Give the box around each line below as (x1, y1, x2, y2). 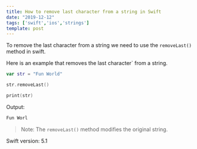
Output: (6, 103, 25, 110)
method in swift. (6, 48, 46, 55)
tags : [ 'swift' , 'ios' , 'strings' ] (6, 20, 90, 26)
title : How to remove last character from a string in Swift (6, 8, 162, 15)
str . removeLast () (6, 82, 50, 88)
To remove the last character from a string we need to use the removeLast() (6, 42, 192, 49)
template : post (6, 25, 44, 32)
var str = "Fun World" (6, 71, 63, 77)
